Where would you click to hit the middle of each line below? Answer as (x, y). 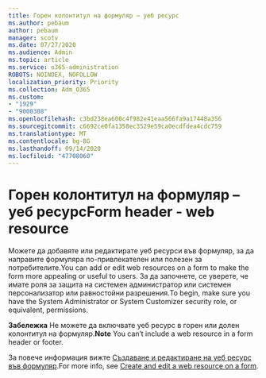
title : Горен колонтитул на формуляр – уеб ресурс (94, 15)
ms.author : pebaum (39, 23)
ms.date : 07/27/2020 (42, 45)
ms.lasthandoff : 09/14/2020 (55, 148)
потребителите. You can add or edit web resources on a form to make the (129, 268)
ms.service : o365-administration (64, 67)
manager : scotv (33, 38)
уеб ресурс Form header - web (112, 212)
